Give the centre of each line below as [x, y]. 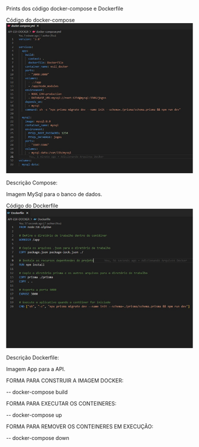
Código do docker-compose [41, 20]
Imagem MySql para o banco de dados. [54, 194]
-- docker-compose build [37, 392]
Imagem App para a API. [36, 369]
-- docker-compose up [34, 415]
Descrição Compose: [32, 183]
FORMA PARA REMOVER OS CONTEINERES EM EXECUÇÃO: [80, 426]
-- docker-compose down [38, 438]
